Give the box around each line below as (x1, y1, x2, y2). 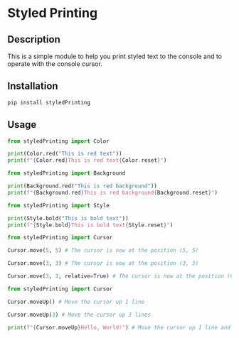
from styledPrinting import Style (7, 202, 110, 209)
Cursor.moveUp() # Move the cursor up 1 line (7, 298, 144, 305)
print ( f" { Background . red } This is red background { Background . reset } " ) (7, 189, 218, 196)
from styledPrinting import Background (7, 170, 126, 177)
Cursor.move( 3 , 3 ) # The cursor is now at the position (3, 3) (7, 260, 199, 267)
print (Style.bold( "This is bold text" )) (7, 214, 129, 222)
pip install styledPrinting (7, 99, 91, 106)
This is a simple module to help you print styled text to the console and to (7, 52, 223, 60)
